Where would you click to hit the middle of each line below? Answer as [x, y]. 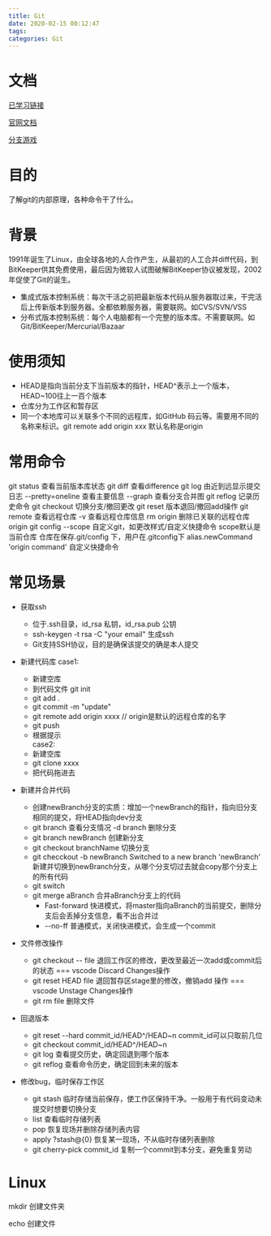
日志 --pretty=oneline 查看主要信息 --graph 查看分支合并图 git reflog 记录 [131, 496]
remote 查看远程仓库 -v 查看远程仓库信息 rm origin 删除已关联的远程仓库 [129, 516]
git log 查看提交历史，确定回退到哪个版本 [101, 1054]
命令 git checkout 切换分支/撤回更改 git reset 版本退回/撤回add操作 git [132, 506]
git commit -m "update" [72, 706]
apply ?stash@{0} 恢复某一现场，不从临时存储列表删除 [123, 1139]
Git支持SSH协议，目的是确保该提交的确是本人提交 [115, 644]
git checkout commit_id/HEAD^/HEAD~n [100, 1044]
